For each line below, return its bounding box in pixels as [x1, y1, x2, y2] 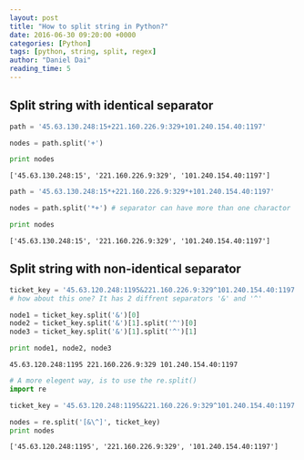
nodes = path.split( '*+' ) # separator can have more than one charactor [9, 204, 291, 213]
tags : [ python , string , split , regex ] [9, 47, 157, 56]
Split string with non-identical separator [9, 261, 241, 277]
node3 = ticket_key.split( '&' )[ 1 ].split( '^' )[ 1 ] [9, 327, 198, 337]
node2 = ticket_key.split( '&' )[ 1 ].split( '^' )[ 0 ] [9, 319, 198, 328]
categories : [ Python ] [9, 38, 92, 48]
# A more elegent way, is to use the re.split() [9, 376, 198, 385]
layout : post [9, 13, 59, 23]
